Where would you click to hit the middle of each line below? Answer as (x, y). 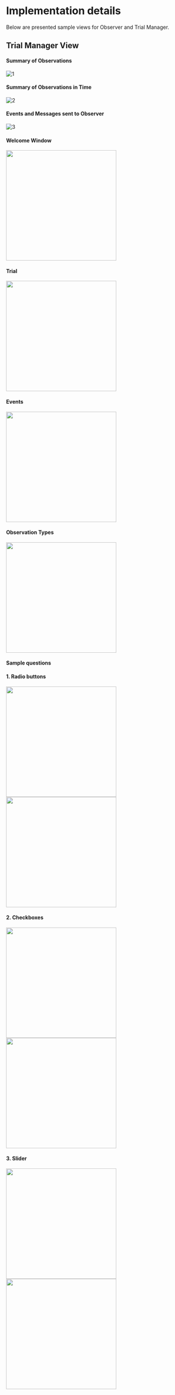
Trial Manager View (43, 46)
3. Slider (16, 1158)
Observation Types (30, 532)
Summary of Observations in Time (49, 87)
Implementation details (64, 11)
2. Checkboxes (25, 918)
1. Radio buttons (26, 676)
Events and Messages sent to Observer (55, 114)
